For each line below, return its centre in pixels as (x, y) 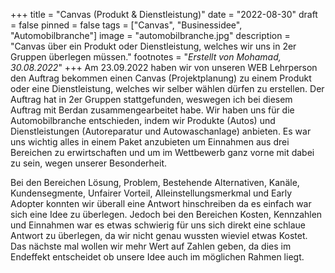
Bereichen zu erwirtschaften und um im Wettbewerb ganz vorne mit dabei (162, 152)
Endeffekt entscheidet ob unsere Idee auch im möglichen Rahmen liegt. (157, 257)
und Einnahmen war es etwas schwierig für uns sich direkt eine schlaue (158, 225)
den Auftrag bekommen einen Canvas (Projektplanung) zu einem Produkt (161, 78)
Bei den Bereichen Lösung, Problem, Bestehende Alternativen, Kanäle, (155, 182)
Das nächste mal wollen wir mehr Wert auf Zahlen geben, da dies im (151, 246)
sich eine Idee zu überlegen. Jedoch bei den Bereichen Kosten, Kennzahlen (166, 214)
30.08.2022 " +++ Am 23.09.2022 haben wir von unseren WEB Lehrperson (164, 67)
